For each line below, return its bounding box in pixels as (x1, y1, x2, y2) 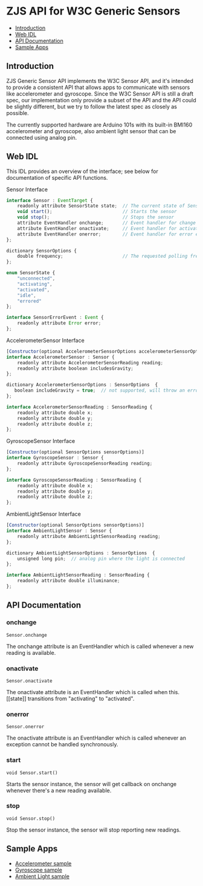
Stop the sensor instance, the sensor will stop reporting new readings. (6, 826, 181, 833)
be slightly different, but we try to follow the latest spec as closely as (6, 103, 177, 110)
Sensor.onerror (6, 724, 45, 730)
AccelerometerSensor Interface (6, 336, 85, 344)
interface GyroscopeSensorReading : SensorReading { (6, 477, 142, 483)
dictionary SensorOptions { (6, 248, 77, 254)
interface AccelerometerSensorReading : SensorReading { (6, 404, 153, 410)
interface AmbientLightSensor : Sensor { (6, 528, 112, 534)
